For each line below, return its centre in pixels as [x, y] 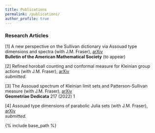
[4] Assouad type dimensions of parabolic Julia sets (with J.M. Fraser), [77, 106]
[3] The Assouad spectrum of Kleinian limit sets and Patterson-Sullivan [76, 86]
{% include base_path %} [31, 125]
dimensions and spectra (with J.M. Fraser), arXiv [54, 51]
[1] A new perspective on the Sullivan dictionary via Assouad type [71, 46]
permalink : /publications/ [33, 14]
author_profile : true [27, 19]
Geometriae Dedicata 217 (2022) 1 [40, 96]
